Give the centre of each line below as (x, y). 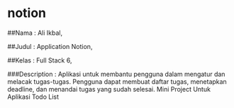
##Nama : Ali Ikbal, (35, 33)
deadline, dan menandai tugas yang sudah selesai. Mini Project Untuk (109, 89)
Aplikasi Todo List (33, 97)
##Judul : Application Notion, (50, 46)
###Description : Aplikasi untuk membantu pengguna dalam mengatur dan (116, 74)
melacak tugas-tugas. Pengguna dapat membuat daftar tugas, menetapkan (117, 81)
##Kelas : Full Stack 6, (40, 60)
